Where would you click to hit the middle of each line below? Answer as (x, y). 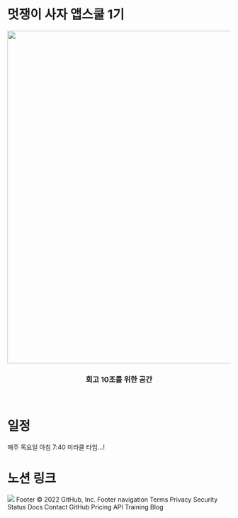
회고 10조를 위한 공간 (119, 379)
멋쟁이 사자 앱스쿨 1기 (66, 15)
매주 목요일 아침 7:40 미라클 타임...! (56, 447)
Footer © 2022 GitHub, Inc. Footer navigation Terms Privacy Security (117, 500)
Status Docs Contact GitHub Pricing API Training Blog (86, 507)
